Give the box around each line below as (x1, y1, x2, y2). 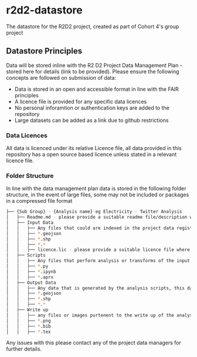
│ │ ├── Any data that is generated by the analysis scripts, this (6, 285, 185, 291)
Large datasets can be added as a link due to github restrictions (14, 117, 169, 124)
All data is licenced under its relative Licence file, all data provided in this (6, 145, 182, 152)
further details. (6, 345, 42, 352)
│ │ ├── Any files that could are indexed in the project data (6, 225, 175, 231)
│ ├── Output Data (6, 280, 57, 285)
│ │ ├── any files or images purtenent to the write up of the (6, 312, 175, 318)
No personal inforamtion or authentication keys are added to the (14, 104, 170, 111)
